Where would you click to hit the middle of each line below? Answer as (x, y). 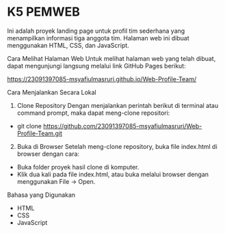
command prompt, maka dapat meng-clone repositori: (93, 113)
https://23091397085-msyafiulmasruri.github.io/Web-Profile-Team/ (102, 79)
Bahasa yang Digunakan (41, 195)
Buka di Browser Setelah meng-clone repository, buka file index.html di (117, 146)
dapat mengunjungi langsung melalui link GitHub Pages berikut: (96, 66)
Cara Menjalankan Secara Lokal (52, 92)
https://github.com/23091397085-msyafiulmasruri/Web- (123, 126)
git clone (29, 126)
